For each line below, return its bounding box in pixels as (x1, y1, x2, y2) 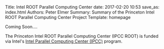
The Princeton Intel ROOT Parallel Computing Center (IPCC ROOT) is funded (5, 33, 159, 39)
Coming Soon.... (5, 24, 38, 30)
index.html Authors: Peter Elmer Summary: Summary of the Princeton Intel (5, 9, 155, 15)
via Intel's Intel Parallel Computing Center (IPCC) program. (5, 38, 123, 44)
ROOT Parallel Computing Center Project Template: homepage (5, 15, 131, 20)
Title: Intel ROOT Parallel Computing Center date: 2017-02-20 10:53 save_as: (5, 4, 160, 10)
